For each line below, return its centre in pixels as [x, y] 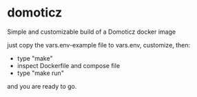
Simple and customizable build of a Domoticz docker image [92, 32]
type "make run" [40, 73]
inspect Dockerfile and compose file [69, 65]
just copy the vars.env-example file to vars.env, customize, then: [99, 45]
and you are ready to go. [42, 86]
